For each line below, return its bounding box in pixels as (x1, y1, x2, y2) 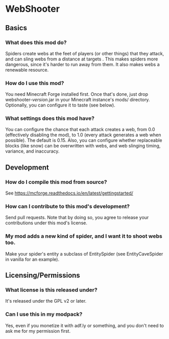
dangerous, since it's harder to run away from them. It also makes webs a (5, 61, 160, 67)
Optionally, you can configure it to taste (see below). (5, 102, 116, 108)
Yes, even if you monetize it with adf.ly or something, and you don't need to (5, 322, 164, 328)
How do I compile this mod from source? (5, 178, 107, 185)
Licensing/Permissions (5, 271, 80, 280)
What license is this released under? (5, 286, 98, 293)
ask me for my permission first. (5, 328, 70, 334)
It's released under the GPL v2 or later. (5, 298, 87, 304)
